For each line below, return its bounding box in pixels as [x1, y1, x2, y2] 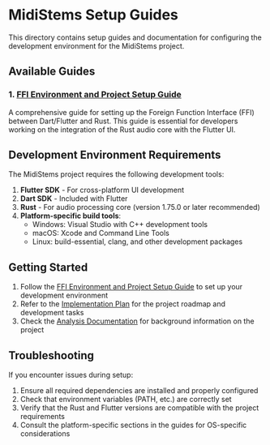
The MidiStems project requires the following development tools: [8, 169, 225, 179]
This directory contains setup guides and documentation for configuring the [8, 32, 262, 42]
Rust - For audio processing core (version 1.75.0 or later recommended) [19, 203, 261, 212]
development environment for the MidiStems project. [8, 41, 185, 50]
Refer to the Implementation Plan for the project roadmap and [19, 299, 225, 309]
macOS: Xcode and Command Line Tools [32, 229, 170, 238]
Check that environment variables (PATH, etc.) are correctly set [19, 395, 233, 404]
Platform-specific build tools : [19, 211, 122, 220]
